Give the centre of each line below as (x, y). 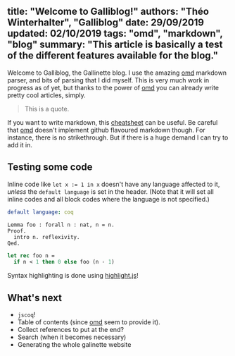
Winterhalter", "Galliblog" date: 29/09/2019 (106, 23)
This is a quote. (47, 109)
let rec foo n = (31, 256)
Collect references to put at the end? (71, 330)
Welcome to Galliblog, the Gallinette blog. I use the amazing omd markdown (117, 73)
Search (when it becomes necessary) (72, 337)
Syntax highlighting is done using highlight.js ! (73, 276)
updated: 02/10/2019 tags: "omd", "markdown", (115, 33)
